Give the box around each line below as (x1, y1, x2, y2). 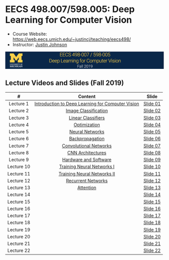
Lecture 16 (7, 205, 31, 212)
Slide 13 (143, 185, 161, 191)
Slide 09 (143, 157, 161, 163)
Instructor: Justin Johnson (12, 41, 67, 47)
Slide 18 (143, 220, 161, 226)
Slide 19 (143, 226, 161, 232)
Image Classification (65, 108, 108, 114)
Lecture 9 (9, 157, 29, 163)
